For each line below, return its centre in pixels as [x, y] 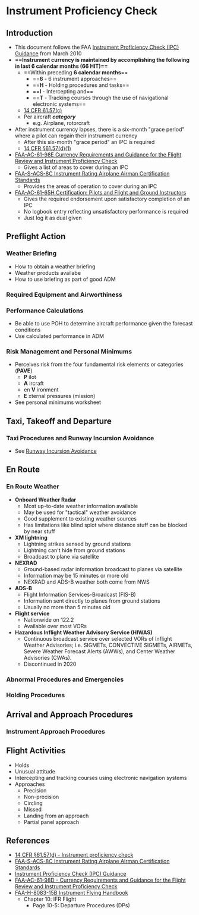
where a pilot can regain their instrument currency [76, 136]
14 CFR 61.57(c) [43, 110]
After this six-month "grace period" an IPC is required [89, 142]
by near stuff [39, 531]
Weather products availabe [48, 272]
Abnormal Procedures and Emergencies [65, 679]
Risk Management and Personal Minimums [69, 351]
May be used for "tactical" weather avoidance [80, 512]
